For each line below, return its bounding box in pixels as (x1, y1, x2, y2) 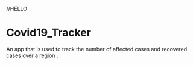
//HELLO (6, 5, 28, 12)
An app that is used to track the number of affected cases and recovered (6, 45, 188, 52)
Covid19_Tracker (6, 26, 92, 39)
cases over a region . (6, 52, 59, 59)
